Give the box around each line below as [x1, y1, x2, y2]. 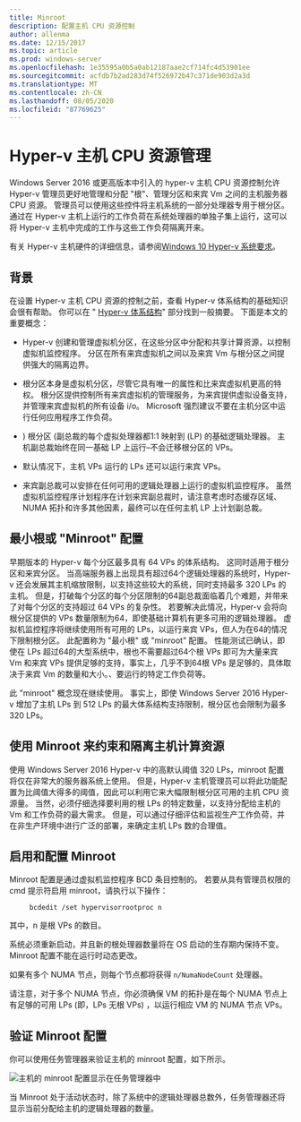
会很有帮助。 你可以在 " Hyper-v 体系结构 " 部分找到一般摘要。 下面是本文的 [9, 306, 288, 317]
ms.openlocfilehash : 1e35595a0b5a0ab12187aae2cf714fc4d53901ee [9, 64, 251, 73]
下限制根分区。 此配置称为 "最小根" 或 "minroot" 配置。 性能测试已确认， [9, 635, 278, 646]
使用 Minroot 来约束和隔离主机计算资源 [9, 739, 225, 754]
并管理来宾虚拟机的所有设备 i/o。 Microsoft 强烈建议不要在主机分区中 [21, 400, 278, 411]
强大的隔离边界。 [30, 359, 94, 370]
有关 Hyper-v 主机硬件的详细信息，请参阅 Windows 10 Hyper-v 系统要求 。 [9, 241, 280, 252]
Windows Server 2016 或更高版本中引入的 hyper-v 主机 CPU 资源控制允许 [9, 177, 280, 188]
